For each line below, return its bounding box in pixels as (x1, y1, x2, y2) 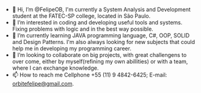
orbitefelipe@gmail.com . (12, 80, 75, 87)
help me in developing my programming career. (12, 45, 131, 52)
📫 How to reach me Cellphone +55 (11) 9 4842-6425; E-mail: (12, 71, 167, 78)
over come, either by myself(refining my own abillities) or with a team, (12, 58, 188, 65)
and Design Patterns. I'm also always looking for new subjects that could (12, 39, 196, 45)
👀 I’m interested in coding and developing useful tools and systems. (12, 19, 183, 26)
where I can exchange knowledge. (12, 64, 99, 72)
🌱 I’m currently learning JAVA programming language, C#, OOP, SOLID (12, 32, 190, 39)
